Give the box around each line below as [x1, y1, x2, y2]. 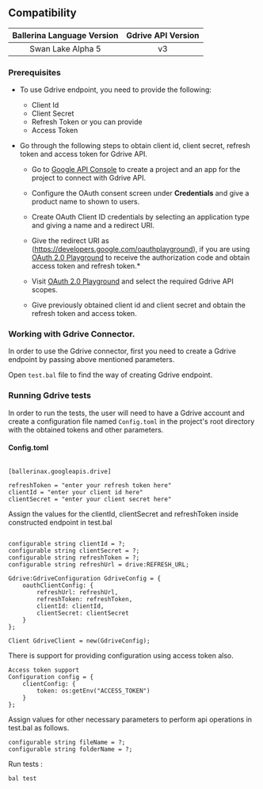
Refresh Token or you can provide [31, 117, 143, 127]
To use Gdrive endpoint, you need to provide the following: [19, 85, 212, 94]
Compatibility [8, 6, 77, 20]
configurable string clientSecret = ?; [8, 547, 140, 555]
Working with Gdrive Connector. [8, 329, 135, 340]
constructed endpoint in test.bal [8, 517, 112, 527]
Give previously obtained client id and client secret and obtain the [31, 300, 246, 310]
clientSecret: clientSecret [36, 609, 129, 617]
